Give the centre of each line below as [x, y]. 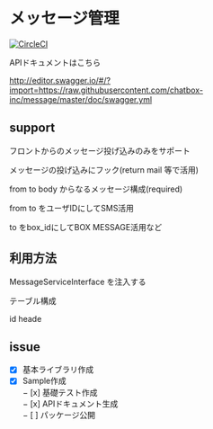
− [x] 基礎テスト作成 [60, 392]
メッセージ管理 [64, 18]
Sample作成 [44, 381]
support [32, 128]
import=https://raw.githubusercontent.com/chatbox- [106, 90]
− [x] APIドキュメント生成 [70, 403]
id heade [26, 318]
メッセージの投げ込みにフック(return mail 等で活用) [104, 170]
